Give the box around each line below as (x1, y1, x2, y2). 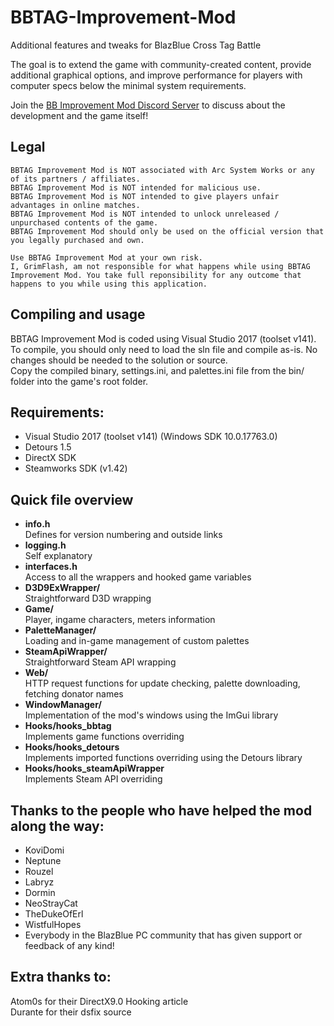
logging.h (24, 539, 67, 551)
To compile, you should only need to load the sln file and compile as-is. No (10, 343, 318, 355)
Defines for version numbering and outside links (24, 529, 223, 541)
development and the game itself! (10, 109, 149, 121)
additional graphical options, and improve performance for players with (10, 69, 303, 81)
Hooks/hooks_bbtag (24, 720, 112, 732)
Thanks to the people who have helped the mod (10, 802, 313, 819)
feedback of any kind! (24, 940, 115, 951)
